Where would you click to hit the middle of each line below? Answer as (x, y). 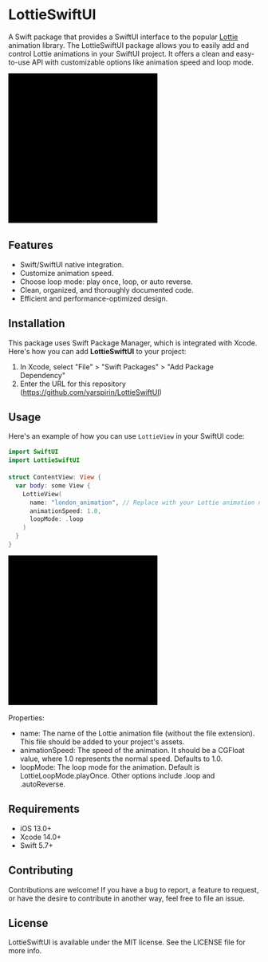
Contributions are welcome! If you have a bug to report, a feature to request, (134, 889)
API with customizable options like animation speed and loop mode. (142, 62)
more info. (25, 951)
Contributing (41, 871)
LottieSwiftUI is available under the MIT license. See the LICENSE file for (127, 942)
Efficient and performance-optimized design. (94, 298)
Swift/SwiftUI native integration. (72, 264)
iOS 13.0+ (35, 828)
